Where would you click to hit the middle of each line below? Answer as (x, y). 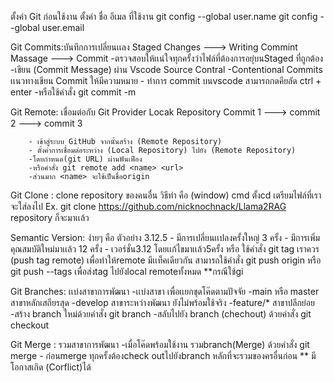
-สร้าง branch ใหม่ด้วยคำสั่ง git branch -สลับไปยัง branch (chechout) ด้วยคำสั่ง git (161, 314)
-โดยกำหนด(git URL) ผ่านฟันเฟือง (85, 159)
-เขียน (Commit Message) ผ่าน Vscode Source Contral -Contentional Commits (166, 69)
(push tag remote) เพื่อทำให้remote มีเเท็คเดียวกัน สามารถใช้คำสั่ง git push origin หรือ (166, 260)
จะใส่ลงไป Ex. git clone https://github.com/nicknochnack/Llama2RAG (148, 206)
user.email (63, 27)
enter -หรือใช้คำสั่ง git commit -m (73, 92)
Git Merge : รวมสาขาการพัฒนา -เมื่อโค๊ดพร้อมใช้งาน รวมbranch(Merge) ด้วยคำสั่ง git (160, 344)
